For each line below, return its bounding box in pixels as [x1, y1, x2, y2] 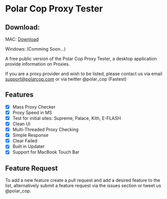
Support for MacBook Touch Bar [12, 149, 80, 155]
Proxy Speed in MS [12, 109, 52, 115]
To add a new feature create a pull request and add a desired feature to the [5, 177, 160, 183]
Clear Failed [12, 138, 38, 144]
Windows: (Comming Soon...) [5, 46, 66, 52]
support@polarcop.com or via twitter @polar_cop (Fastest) [5, 76, 127, 82]
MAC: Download [5, 36, 39, 42]
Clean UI [12, 121, 31, 127]
